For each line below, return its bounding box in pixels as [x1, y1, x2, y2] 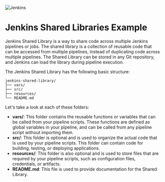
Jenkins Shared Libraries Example [5, 22, 148, 33]
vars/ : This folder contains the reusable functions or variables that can [12, 113, 156, 119]
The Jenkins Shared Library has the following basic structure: [5, 69, 130, 74]
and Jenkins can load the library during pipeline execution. [5, 59, 124, 65]
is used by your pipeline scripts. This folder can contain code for [12, 140, 143, 146]
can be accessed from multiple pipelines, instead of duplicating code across [5, 48, 160, 54]
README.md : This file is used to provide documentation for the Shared [12, 166, 157, 172]
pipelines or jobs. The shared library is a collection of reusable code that [5, 43, 152, 49]
